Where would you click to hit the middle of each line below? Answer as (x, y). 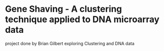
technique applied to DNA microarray (82, 19)
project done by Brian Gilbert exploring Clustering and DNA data (70, 43)
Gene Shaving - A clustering (64, 9)
